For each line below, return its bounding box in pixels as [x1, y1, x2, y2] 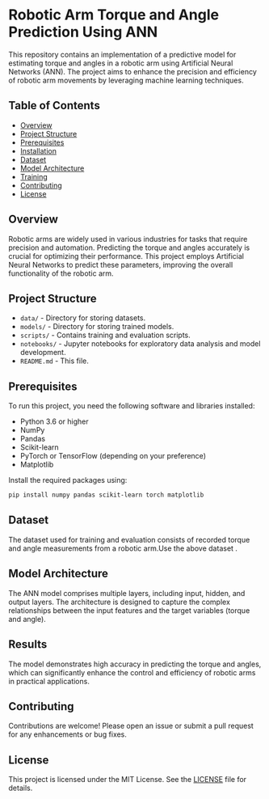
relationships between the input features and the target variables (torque [8, 605, 250, 615]
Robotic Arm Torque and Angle [8, 6, 220, 24]
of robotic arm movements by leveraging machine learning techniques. [8, 75, 244, 85]
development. [19, 348, 66, 357]
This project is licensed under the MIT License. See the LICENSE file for [8, 775, 247, 784]
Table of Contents [8, 99, 101, 112]
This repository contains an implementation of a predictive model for [8, 49, 237, 59]
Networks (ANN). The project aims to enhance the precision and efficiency [8, 66, 257, 76]
